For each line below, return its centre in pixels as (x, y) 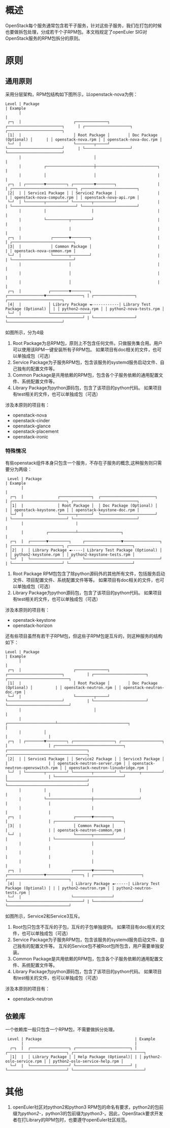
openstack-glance (31, 426)
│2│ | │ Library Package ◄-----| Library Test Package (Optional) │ (86, 551)
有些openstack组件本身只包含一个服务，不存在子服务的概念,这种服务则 (79, 463)
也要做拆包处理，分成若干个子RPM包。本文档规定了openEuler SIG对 (76, 32)
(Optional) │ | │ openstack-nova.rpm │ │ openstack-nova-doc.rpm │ (84, 140)
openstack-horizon (32, 626)
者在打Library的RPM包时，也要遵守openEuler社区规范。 (71, 1120)
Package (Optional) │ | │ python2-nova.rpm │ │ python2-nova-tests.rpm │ (85, 309)
